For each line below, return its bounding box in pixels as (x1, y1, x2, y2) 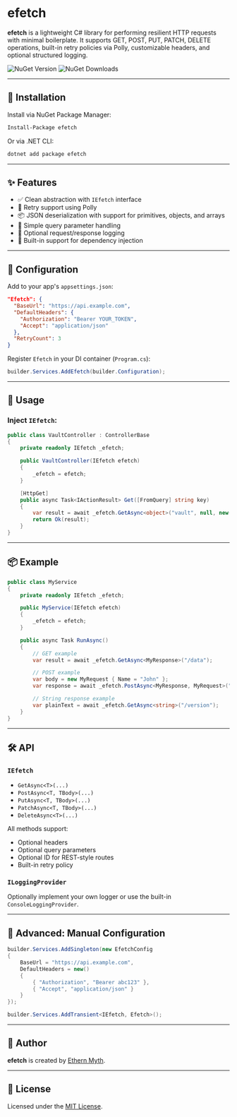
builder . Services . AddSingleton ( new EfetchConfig (7, 946, 153, 953)
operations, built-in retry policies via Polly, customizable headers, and (7, 43, 210, 52)
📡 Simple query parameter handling (17, 221, 121, 230)
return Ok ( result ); (32, 516, 90, 523)
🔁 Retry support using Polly (17, 203, 97, 212)
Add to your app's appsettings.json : (7, 282, 114, 291)
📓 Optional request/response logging (17, 229, 125, 237)
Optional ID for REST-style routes (17, 853, 114, 862)
